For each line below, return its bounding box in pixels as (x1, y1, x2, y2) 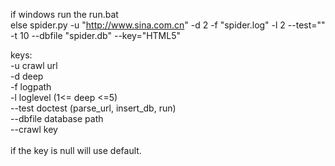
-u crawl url (10, 60, 58, 71)
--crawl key (10, 124, 58, 135)
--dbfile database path (10, 113, 104, 124)
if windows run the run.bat (10, 9, 119, 20)
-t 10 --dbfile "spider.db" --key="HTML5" (10, 30, 182, 41)
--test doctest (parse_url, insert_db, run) (10, 102, 177, 114)
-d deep (10, 70, 44, 82)
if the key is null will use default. (10, 145, 142, 156)
